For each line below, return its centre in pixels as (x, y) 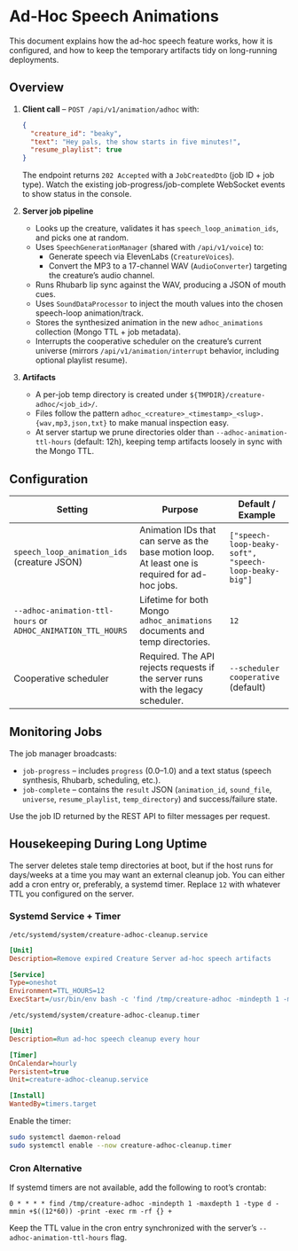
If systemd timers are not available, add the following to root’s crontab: (138, 1188)
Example (257, 514)
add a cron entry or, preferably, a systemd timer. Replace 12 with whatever (145, 884)
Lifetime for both (174, 599)
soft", (243, 553)
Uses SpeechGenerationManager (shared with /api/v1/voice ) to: (149, 247)
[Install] (27, 1096)
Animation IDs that (178, 529)
